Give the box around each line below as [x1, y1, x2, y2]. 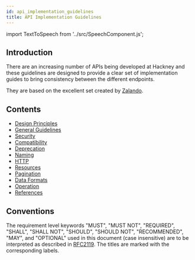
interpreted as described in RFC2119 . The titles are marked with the [6, 240, 170, 248]
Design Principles [14, 120, 58, 127]
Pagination [14, 170, 41, 177]
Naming [14, 151, 34, 158]
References [14, 189, 43, 196]
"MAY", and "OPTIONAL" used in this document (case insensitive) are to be [6, 234, 189, 241]
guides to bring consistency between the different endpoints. [6, 76, 155, 83]
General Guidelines [14, 126, 61, 134]
